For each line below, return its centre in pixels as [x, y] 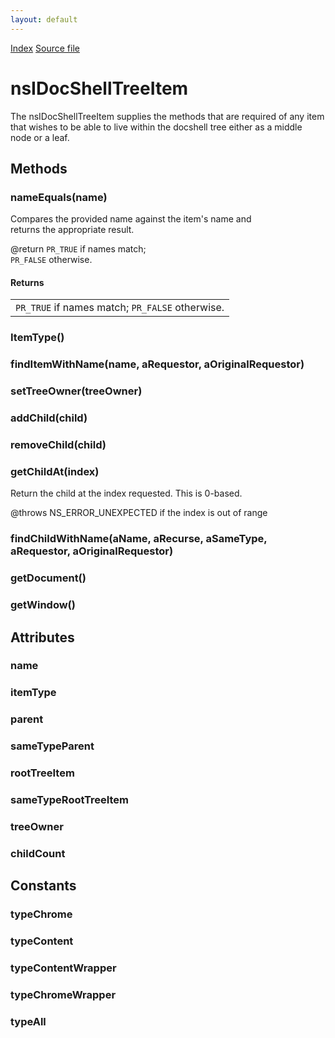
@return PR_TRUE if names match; [78, 249]
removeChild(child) [58, 445]
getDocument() [48, 578]
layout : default [44, 19]
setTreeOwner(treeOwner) [76, 391]
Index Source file [45, 48]
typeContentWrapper [63, 968]
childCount [38, 853]
